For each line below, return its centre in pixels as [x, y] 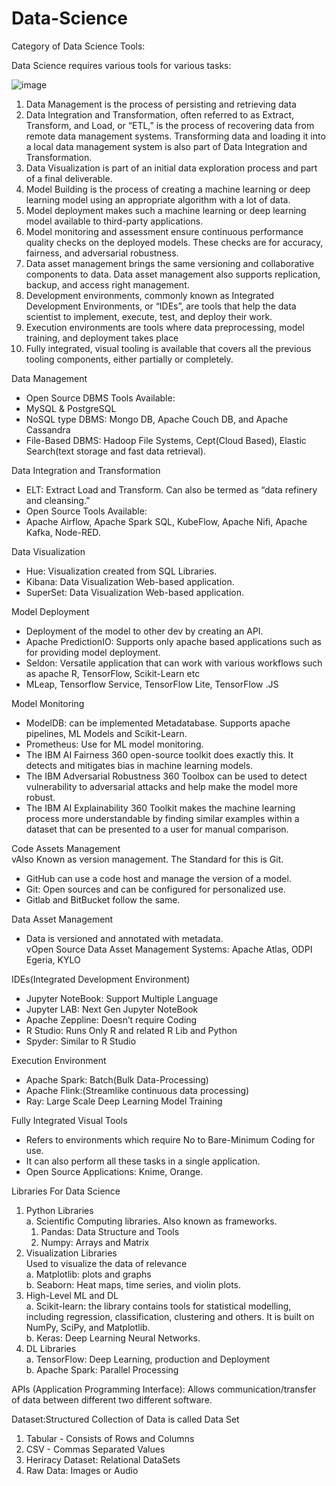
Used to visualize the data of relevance [106, 1263]
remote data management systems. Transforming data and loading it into [175, 136]
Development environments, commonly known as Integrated [150, 295]
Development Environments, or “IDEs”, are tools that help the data [161, 306]
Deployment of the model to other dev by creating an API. [144, 631]
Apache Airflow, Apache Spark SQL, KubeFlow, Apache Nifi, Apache [166, 521]
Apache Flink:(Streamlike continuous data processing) [137, 1090]
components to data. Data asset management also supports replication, [173, 274]
